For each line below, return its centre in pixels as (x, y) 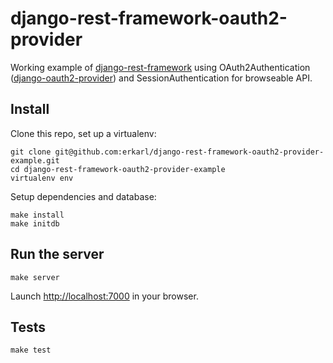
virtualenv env (42, 178)
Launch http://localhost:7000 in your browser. (104, 296)
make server (35, 277)
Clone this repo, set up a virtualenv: (83, 133)
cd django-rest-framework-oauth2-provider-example (118, 169)
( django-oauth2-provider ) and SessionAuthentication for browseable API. (161, 78)
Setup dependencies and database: (83, 196)
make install (37, 215)
